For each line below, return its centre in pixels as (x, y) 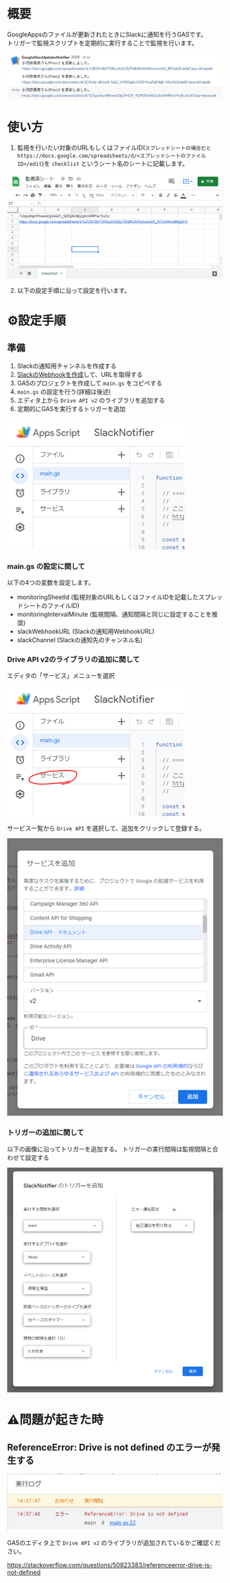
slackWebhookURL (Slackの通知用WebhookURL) (86, 631)
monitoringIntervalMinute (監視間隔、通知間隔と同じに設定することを (114, 614)
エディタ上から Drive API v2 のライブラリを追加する (91, 400)
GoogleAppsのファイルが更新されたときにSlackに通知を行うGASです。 (107, 34)
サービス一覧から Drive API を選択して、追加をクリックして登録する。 (106, 828)
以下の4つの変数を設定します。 (51, 582)
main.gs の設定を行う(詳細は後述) (64, 391)
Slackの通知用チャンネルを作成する (67, 366)
